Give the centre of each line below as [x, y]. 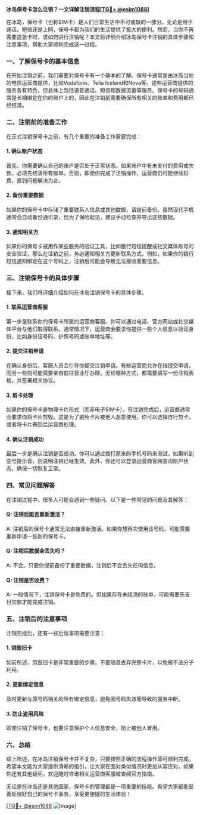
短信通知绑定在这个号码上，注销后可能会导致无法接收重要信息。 [84, 261]
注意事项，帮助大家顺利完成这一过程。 [53, 44]
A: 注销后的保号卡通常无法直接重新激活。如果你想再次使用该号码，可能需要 [98, 529]
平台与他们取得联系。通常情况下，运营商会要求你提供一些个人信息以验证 [100, 329]
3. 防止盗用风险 [25, 714]
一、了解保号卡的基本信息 [43, 61]
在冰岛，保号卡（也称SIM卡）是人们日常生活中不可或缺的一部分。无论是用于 [100, 22]
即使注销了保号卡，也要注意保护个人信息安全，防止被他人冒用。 [84, 728]
